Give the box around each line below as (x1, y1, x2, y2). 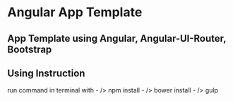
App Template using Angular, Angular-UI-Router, (7, 32, 227, 44)
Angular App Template (7, 4, 143, 20)
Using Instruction (7, 67, 85, 79)
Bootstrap (7, 43, 52, 55)
